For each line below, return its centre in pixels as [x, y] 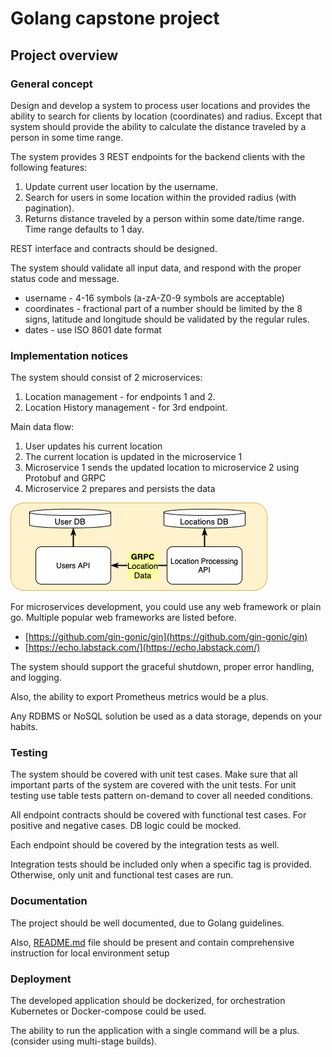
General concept [51, 84]
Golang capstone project [115, 18]
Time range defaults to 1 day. [84, 229]
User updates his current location [93, 446]
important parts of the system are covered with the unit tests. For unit [153, 785]
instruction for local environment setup [90, 953]
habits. [24, 727]
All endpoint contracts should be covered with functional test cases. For [158, 815]
